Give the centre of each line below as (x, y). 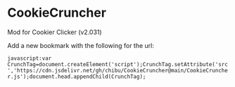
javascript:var (30, 58)
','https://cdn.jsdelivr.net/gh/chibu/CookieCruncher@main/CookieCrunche (118, 70)
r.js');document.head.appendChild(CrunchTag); (77, 77)
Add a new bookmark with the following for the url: (81, 45)
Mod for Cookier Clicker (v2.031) (55, 32)
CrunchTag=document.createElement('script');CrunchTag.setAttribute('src (118, 64)
